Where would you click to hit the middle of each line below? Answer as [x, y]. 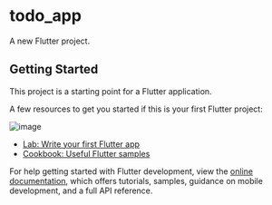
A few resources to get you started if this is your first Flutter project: [136, 109]
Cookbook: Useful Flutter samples [86, 153]
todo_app [45, 16]
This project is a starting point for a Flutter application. [111, 91]
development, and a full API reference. [81, 190]
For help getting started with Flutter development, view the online [131, 171]
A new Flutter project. [50, 41]
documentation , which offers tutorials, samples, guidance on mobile [136, 181]
